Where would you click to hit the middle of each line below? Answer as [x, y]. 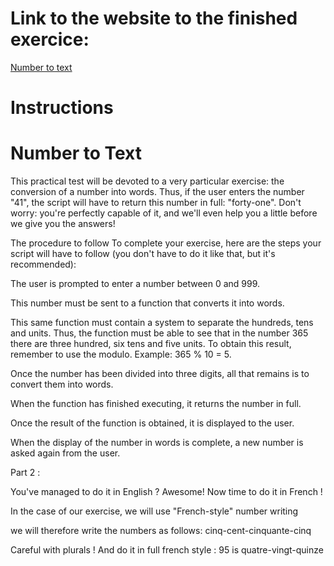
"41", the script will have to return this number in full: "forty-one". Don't [156, 203]
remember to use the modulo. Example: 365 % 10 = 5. [121, 354]
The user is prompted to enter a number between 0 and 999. [135, 284]
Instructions [62, 108]
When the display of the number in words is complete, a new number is [157, 443]
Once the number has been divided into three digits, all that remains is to [160, 374]
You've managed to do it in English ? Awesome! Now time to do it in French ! [166, 492]
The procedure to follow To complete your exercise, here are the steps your [166, 243]
